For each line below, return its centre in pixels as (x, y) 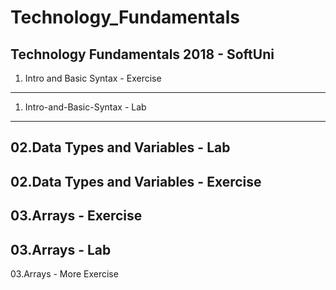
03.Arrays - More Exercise (64, 273)
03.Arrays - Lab (61, 249)
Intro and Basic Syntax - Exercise (93, 78)
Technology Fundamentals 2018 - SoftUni (142, 54)
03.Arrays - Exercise (76, 216)
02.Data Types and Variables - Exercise (136, 181)
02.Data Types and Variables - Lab (120, 147)
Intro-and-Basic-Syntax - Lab (85, 107)
